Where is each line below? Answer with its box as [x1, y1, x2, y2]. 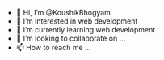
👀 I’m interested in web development [15, 16, 138, 26]
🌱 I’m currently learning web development [15, 25, 156, 34]
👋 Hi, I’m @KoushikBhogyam [15, 8, 111, 17]
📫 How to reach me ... [15, 43, 91, 52]
